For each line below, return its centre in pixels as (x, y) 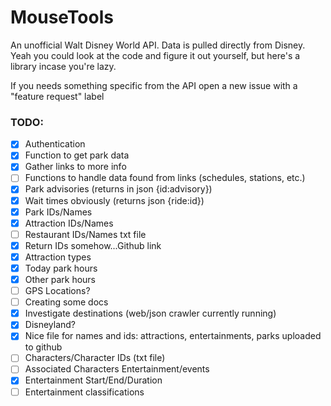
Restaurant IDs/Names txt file (85, 234)
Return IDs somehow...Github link (93, 245)
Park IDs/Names (58, 212)
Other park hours (60, 279)
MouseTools (62, 17)
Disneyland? (50, 325)
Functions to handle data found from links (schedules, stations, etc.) (165, 178)
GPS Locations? (57, 291)
